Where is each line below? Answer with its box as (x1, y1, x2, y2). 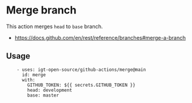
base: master (27, 92, 59, 98)
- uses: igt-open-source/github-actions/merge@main (16, 67, 146, 73)
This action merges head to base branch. (6, 23, 103, 30)
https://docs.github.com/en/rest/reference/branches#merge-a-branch (14, 34, 186, 41)
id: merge (21, 71, 46, 78)
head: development (27, 87, 72, 93)
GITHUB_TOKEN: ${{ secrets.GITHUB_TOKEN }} (27, 82, 135, 88)
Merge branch (6, 4, 77, 17)
